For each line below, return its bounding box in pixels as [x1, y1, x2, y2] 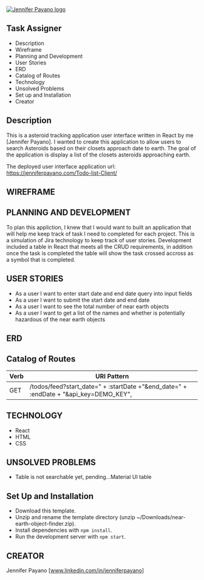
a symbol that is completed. [6, 256, 76, 263]
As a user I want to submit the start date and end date [15, 296, 150, 304]
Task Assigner [6, 23, 62, 33]
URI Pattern [95, 372, 129, 380]
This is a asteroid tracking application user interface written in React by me [6, 131, 194, 139]
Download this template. [15, 507, 76, 514]
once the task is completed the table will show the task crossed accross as [6, 250, 194, 257]
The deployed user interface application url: [6, 162, 116, 170]
